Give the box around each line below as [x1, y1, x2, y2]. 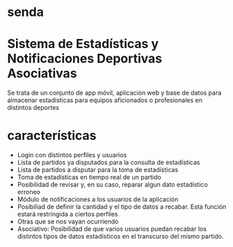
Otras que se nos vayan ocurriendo [17, 217, 119, 226]
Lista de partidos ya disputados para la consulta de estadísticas [17, 158, 200, 167]
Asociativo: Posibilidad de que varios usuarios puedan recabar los [17, 225, 207, 233]
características [7, 128, 97, 143]
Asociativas [7, 65, 78, 81]
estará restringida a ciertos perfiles [17, 210, 118, 218]
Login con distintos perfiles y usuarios [17, 151, 127, 159]
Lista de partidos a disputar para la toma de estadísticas [17, 166, 179, 174]
